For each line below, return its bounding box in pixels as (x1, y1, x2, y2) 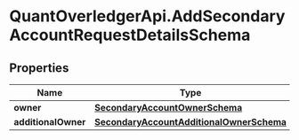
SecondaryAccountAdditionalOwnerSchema (94, 116, 287, 128)
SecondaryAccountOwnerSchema (94, 102, 243, 113)
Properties (9, 60, 69, 75)
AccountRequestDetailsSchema (9, 25, 251, 45)
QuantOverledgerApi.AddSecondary (9, 6, 286, 27)
